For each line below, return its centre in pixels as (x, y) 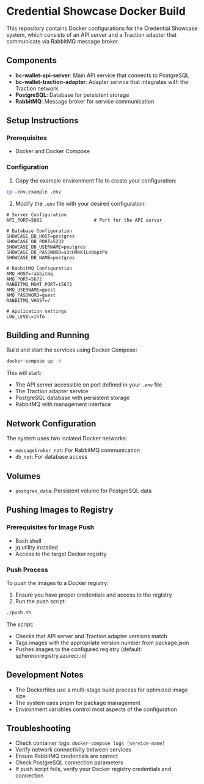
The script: (20, 624)
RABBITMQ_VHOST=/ (28, 300)
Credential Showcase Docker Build (96, 11)
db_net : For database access (51, 457)
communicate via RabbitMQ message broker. (63, 41)
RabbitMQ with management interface (63, 404)
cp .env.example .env (34, 192)
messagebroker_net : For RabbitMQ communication (78, 450)
